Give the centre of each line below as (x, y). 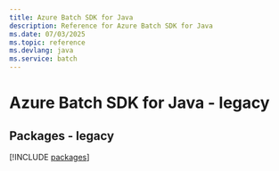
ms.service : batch (43, 59)
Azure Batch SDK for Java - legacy (139, 103)
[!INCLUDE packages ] (49, 157)
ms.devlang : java (41, 51)
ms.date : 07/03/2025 (48, 34)
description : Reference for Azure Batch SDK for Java (111, 26)
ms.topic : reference (48, 42)
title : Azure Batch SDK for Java (71, 17)
